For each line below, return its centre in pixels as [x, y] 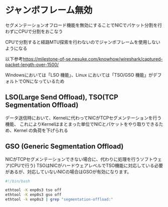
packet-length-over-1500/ [32, 64]
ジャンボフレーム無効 [49, 10]
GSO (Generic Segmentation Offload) [64, 147]
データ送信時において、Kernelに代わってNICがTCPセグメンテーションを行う [83, 118]
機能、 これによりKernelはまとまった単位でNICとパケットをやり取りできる [82, 124]
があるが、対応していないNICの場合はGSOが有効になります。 [68, 171]
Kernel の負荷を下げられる [41, 130]
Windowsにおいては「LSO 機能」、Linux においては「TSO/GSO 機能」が [79, 75]
